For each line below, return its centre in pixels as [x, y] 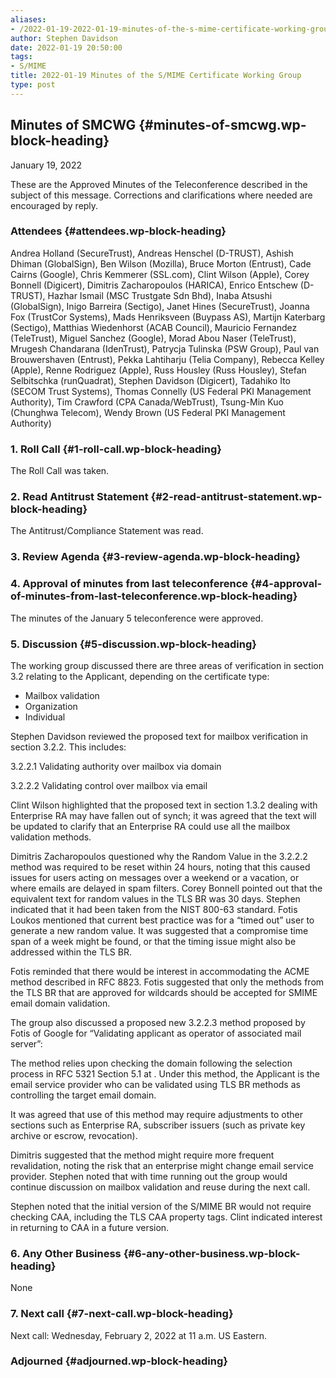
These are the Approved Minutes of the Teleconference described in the [159, 184]
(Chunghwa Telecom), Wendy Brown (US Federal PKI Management [148, 412]
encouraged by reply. [54, 205]
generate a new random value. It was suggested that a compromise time [159, 930]
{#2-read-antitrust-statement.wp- [236, 497]
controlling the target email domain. [83, 1095]
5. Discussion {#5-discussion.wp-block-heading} [133, 644]
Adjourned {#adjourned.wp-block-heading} [119, 1361]
